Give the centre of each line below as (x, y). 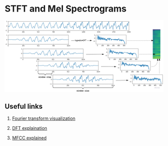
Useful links (24, 106)
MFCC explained (29, 138)
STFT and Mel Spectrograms (66, 9)
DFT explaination (29, 128)
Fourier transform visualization (44, 118)
